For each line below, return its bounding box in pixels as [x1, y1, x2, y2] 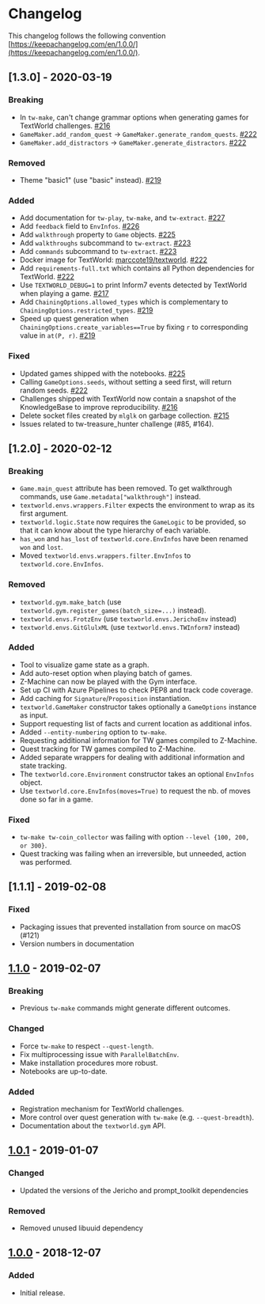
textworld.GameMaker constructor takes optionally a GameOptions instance [19, 702, 257, 711]
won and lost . [19, 543, 63, 552]
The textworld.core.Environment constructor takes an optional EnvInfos [19, 769, 255, 779]
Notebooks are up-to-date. [19, 1066, 108, 1076]
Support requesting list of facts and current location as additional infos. [19, 718, 252, 728]
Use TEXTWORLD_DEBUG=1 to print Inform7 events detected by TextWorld [19, 280, 248, 290]
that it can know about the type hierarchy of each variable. [19, 525, 211, 535]
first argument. [19, 509, 69, 518]
